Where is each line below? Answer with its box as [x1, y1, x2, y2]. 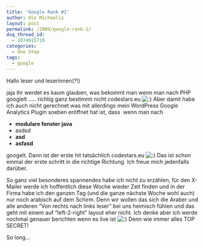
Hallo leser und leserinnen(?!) [6, 77, 81, 84]
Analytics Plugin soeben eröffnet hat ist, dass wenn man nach [6, 108, 164, 116]
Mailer [6, 183, 23, 190]
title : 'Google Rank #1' [6, 9, 70, 15]
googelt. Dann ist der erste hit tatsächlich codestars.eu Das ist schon [6, 151, 191, 159]
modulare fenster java [15, 120, 73, 127]
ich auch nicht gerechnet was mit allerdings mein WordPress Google [6, 101, 178, 109]
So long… [6, 234, 31, 241]
